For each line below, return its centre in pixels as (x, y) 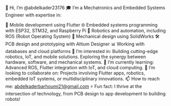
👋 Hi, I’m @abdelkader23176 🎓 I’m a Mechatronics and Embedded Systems (85, 8)
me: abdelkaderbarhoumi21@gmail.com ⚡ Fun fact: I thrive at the (74, 86)
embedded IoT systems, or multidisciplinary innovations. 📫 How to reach (83, 79)
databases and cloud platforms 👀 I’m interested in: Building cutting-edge (82, 51)
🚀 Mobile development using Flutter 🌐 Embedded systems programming (81, 25)
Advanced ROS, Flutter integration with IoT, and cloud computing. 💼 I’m (80, 68)
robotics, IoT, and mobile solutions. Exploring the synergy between (76, 57)
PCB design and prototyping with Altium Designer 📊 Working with (75, 44)
